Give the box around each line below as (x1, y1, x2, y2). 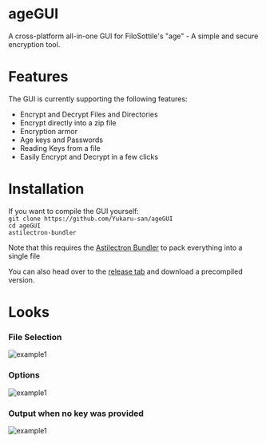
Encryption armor (19, 126, 78, 136)
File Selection (8, 331, 62, 342)
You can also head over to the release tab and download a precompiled (8, 267, 243, 276)
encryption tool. (8, 39, 61, 49)
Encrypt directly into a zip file (19, 117, 117, 128)
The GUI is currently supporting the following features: (8, 93, 188, 104)
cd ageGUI (8, 221, 42, 230)
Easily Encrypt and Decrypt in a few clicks (19, 152, 158, 161)
